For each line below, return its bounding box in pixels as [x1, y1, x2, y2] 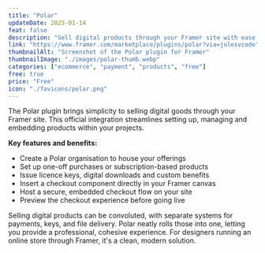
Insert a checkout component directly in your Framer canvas [19, 179, 216, 188]
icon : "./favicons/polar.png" [8, 84, 108, 93]
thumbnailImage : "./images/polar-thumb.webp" [8, 56, 160, 64]
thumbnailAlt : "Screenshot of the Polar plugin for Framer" [8, 48, 211, 56]
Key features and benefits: [8, 139, 98, 148]
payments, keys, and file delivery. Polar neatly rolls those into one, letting [8, 219, 246, 229]
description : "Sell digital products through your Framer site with [8, 33, 238, 42]
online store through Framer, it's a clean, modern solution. [8, 236, 196, 245]
